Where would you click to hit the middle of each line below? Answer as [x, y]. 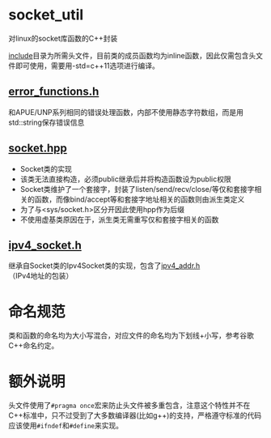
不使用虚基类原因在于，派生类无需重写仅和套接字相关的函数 [119, 219]
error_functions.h [54, 92]
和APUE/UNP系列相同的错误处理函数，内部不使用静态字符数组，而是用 [126, 112]
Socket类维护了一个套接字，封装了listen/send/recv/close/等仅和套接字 [137, 189]
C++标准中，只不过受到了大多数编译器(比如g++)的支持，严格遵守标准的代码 [135, 415]
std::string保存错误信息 [47, 122]
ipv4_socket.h [45, 245]
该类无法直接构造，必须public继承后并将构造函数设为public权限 [126, 179]
